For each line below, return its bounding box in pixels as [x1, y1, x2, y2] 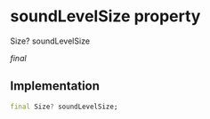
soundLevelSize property [10, 6, 201, 27]
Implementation [10, 78, 101, 94]
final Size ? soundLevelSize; [10, 102, 118, 111]
